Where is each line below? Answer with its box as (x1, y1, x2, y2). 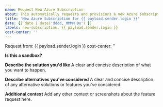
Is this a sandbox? (5, 53, 42, 58)
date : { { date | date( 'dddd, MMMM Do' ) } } (5, 20, 92, 26)
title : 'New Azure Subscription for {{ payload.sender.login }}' (5, 16, 140, 21)
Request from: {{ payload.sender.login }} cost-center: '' (5, 43, 115, 49)
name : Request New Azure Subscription (5, 7, 83, 12)
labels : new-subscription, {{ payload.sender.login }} (5, 25, 118, 30)
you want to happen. (5, 67, 46, 73)
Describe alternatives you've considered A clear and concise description (5, 76, 154, 82)
